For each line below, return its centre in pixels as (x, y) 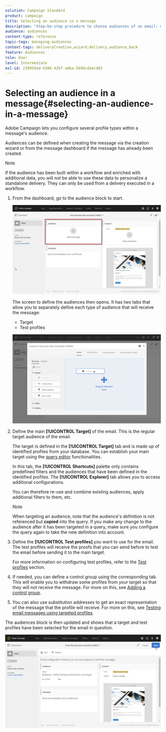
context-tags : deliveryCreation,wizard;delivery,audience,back (72, 47)
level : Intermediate (26, 63)
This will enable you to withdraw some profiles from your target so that (84, 582)
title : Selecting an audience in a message (51, 21)
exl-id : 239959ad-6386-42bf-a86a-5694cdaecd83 (54, 68)
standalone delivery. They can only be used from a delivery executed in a (80, 183)
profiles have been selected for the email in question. (59, 627)
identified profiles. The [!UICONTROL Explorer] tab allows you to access (86, 477)
